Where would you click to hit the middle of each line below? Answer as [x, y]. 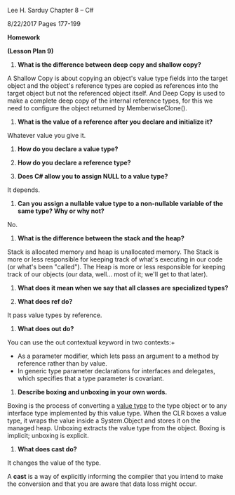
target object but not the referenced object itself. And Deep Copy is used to [116, 93]
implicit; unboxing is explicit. [48, 436]
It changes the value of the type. [54, 463]
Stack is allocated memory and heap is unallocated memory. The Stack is [113, 252]
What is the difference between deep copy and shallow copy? [109, 65]
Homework [24, 37]
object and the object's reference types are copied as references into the [113, 86]
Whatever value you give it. [47, 135]
